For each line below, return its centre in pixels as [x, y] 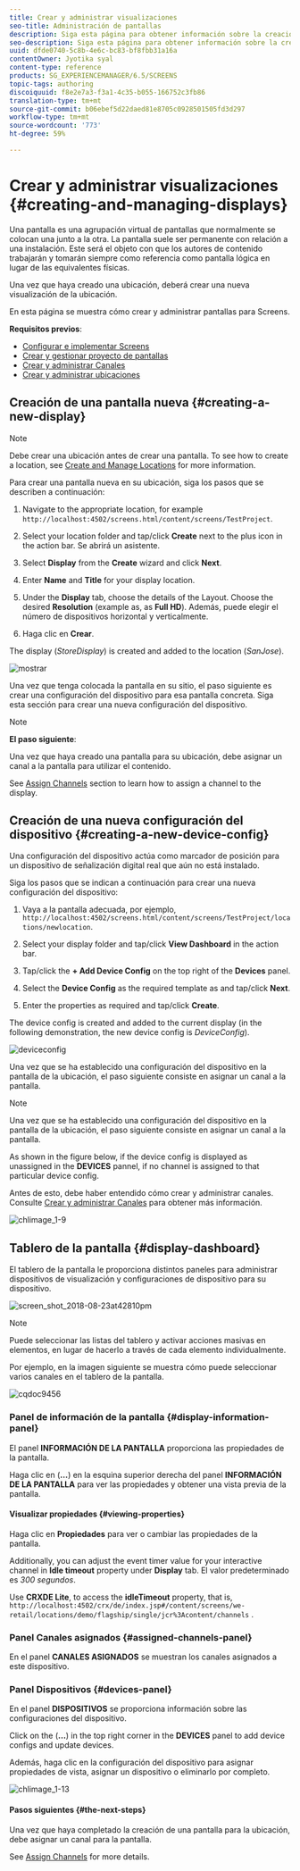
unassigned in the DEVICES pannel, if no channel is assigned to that [134, 1166]
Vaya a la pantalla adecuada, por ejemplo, [99, 910]
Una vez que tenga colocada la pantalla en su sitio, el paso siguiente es [141, 685]
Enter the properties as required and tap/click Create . [121, 1006]
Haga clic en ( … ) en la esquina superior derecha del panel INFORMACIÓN [146, 1474]
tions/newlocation [56, 928]
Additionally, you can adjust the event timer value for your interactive [136, 1560]
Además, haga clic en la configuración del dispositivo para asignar [132, 1762]
